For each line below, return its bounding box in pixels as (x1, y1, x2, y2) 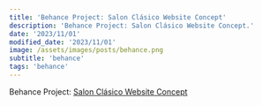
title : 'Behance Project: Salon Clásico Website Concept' (9, 12, 227, 22)
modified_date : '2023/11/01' (9, 37, 116, 47)
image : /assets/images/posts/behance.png (9, 46, 164, 55)
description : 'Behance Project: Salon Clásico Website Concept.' (9, 21, 254, 30)
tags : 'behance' (9, 63, 69, 72)
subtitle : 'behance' (9, 54, 86, 63)
